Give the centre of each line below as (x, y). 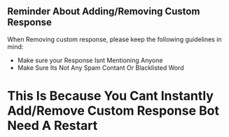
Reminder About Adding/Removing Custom (104, 12)
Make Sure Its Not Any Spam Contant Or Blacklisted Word (100, 67)
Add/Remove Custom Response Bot (113, 110)
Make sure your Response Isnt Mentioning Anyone (90, 60)
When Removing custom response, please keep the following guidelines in (114, 39)
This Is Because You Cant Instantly (110, 96)
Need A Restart (53, 126)
